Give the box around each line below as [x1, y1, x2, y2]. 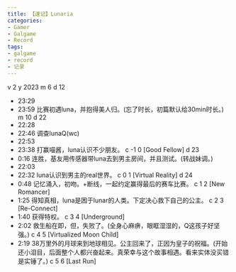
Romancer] [17, 187, 50, 196]
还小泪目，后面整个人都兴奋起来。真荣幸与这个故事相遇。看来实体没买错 [17, 248, 229, 256]
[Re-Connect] [17, 204, 58, 212]
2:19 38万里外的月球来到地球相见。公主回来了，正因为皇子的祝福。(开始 [17, 239, 228, 247]
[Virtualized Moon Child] [47, 230, 119, 239]
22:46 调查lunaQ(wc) [17, 129, 80, 137]
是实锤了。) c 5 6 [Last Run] [17, 256, 97, 265]
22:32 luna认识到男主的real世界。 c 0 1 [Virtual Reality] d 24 [17, 170, 193, 179]
